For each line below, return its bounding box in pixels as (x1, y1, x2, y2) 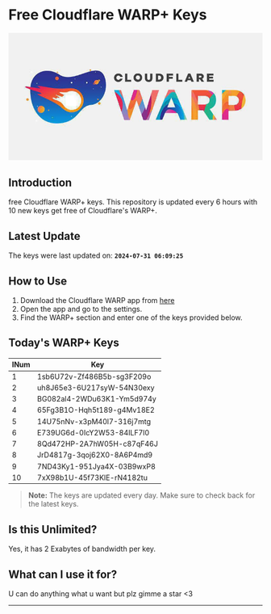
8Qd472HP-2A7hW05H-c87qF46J (37, 439, 159, 449)
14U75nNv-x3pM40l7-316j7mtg (37, 416, 152, 426)
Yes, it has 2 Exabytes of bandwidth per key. (8, 544, 156, 554)
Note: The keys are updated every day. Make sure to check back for (27, 490, 256, 500)
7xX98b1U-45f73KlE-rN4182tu (37, 473, 148, 482)
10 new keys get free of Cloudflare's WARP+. (8, 206, 157, 216)
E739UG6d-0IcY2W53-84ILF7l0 (37, 427, 150, 437)
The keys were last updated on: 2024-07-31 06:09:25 (8, 250, 184, 260)
